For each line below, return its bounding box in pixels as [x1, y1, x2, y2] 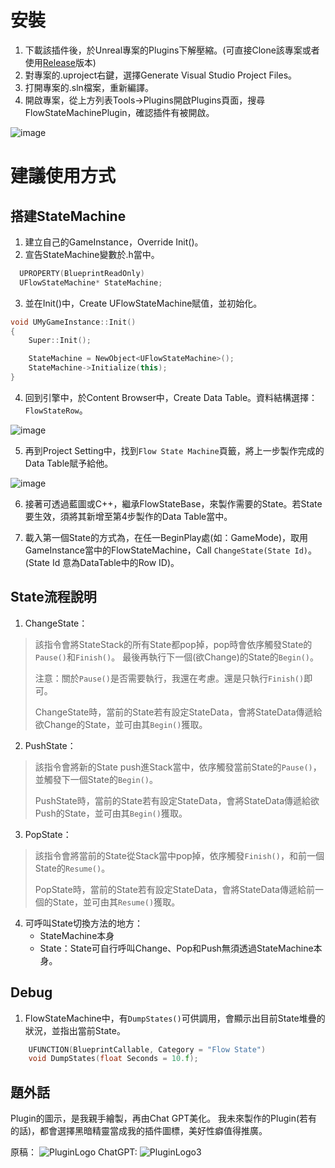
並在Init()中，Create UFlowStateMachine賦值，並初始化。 [24, 297, 263, 309]
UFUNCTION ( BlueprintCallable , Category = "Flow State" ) [28, 1044, 267, 1055]
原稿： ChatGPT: [10, 1146, 138, 1158]
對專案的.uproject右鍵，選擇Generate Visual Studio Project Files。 [24, 69, 298, 81]
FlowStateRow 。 [24, 404, 88, 416]
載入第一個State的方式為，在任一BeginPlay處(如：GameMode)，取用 [24, 531, 309, 543]
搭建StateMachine [10, 207, 127, 225]
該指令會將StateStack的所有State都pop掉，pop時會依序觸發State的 [34, 638, 313, 650]
